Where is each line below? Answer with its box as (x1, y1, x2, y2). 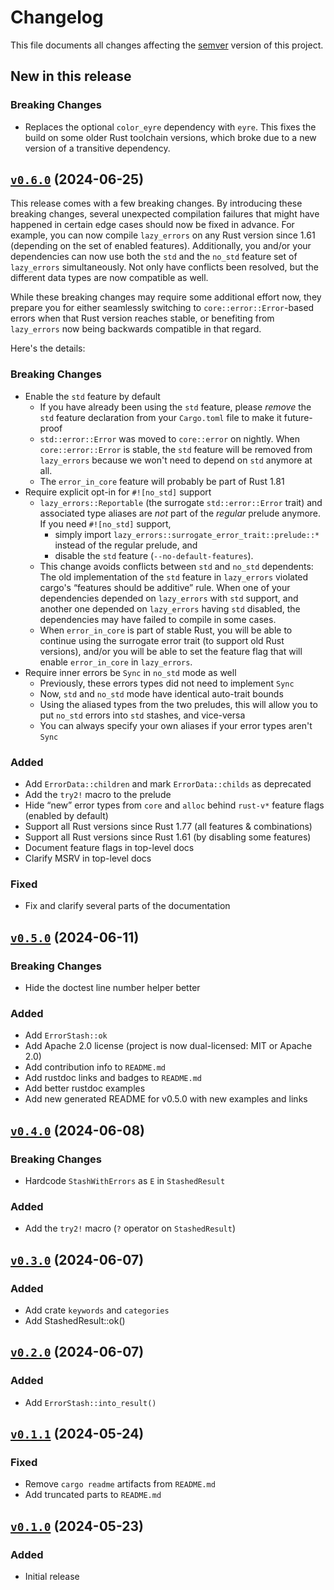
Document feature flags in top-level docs (24, 842, 195, 854)
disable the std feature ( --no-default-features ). (54, 549, 254, 561)
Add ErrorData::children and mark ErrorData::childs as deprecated (24, 778, 312, 790)
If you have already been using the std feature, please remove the (39, 401, 312, 413)
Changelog (10, 6, 104, 29)
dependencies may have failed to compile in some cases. (39, 613, 277, 625)
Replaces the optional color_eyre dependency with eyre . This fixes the (24, 121, 317, 133)
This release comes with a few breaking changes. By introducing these (10, 197, 303, 210)
